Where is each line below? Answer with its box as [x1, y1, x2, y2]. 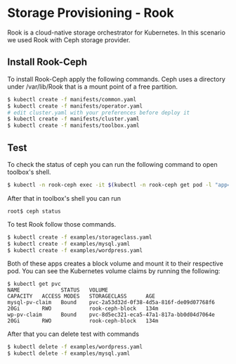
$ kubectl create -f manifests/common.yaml [7, 96, 137, 103]
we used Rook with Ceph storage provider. [7, 35, 131, 44]
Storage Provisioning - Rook [7, 5, 174, 21]
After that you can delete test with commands [7, 330, 139, 339]
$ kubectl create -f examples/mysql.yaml [7, 240, 131, 247]
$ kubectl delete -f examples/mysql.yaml [7, 350, 131, 357]
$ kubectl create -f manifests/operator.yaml [7, 102, 143, 110]
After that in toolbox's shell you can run [7, 194, 122, 202]
